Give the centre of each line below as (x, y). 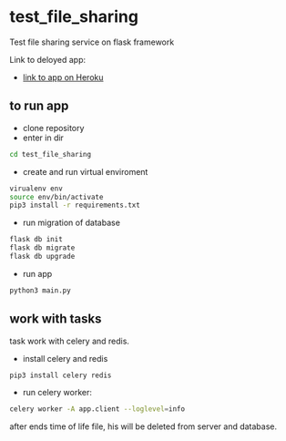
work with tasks (56, 319)
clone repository (53, 128)
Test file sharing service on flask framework (92, 42)
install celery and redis (65, 358)
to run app (39, 106)
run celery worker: (57, 393)
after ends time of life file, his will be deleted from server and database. (143, 426)
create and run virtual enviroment (85, 171)
